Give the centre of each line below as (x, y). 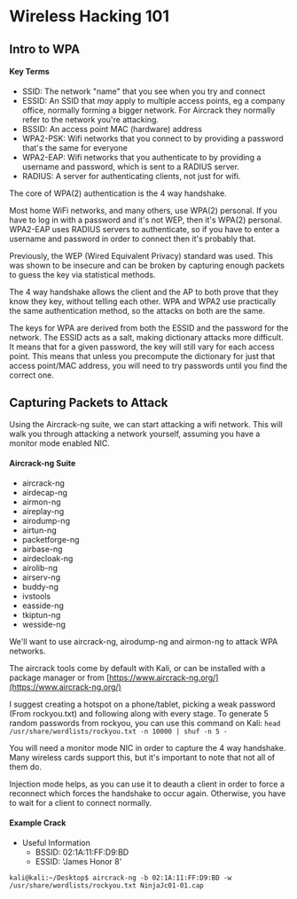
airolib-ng (40, 567)
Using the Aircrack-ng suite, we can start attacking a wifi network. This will (146, 424)
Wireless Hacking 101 (90, 16)
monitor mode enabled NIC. (60, 443)
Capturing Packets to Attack (89, 403)
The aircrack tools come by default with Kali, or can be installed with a (137, 668)
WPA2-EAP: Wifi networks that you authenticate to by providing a (141, 157)
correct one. (32, 375)
